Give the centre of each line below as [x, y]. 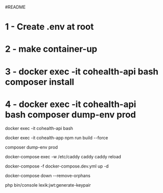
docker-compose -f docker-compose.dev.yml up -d [57, 166]
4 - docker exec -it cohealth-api [71, 104]
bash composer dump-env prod [71, 115]
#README [15, 7]
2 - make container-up [51, 49]
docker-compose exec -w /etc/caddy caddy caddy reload [63, 156]
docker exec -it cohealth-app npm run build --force [57, 138]
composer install [40, 82]
